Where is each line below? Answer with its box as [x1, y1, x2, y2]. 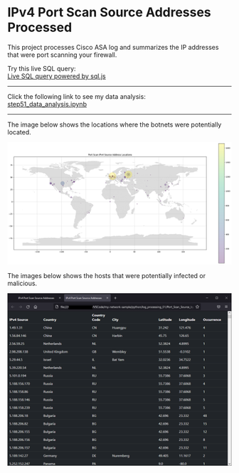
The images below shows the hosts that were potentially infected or [7, 271, 206, 280]
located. [7, 127, 31, 136]
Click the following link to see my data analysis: [7, 92, 146, 100]
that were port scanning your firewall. [7, 51, 117, 59]
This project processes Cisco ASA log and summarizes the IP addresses [7, 43, 219, 51]
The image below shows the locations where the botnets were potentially [7, 120, 222, 129]
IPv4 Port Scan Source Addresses [7, 4, 211, 21]
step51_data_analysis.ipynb [7, 100, 87, 108]
